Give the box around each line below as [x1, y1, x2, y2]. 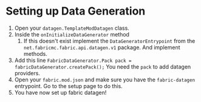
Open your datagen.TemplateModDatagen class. [14, 24, 130, 32]
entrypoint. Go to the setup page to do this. [14, 82, 123, 89]
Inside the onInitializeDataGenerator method [14, 30, 130, 38]
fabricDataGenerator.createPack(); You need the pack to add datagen [14, 63, 191, 70]
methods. [23, 50, 48, 57]
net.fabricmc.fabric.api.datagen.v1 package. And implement [23, 44, 180, 51]
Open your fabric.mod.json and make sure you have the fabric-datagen [14, 76, 196, 83]
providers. [14, 69, 41, 76]
